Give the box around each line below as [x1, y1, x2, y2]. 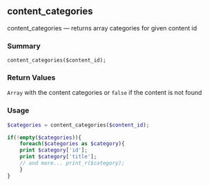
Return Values [7, 73, 56, 82]
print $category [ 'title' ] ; [19, 154, 97, 160]
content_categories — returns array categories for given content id [7, 24, 197, 32]
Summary [7, 41, 41, 50]
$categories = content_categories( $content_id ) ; [7, 121, 150, 129]
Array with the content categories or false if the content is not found [7, 89, 202, 97]
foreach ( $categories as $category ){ [19, 140, 126, 147]
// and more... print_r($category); [19, 160, 126, 167]
